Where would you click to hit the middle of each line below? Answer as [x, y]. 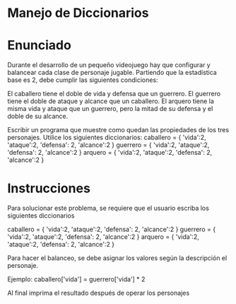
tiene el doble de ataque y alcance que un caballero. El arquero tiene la [111, 101]
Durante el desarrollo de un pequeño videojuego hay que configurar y [109, 65]
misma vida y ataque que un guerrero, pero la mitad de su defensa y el [110, 109]
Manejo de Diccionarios [78, 13]
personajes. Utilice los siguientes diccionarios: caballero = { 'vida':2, [107, 138]
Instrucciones [49, 188]
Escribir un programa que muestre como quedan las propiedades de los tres [118, 130]
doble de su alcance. [38, 116]
